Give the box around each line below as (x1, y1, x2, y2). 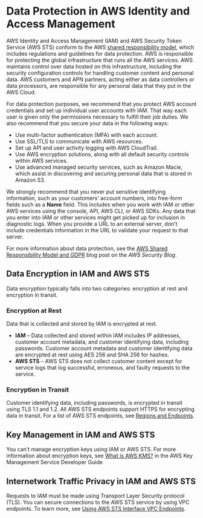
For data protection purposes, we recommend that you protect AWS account (6, 100, 197, 107)
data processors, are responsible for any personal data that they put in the (6, 82, 192, 89)
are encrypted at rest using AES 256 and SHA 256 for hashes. (14, 351, 169, 358)
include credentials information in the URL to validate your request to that (6, 226, 188, 234)
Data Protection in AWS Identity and (6, 4, 190, 18)
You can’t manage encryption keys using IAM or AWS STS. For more (6, 446, 176, 453)
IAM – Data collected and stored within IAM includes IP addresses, (14, 332, 181, 339)
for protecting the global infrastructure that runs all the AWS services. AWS (6, 56, 193, 64)
